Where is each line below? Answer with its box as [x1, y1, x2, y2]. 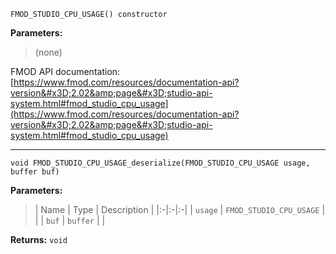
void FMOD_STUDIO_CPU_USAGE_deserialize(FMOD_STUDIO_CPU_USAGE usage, [10, 158, 311, 168]
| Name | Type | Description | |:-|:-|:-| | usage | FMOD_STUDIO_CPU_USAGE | [34, 204, 326, 215]
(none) [34, 46, 63, 58]
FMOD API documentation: [10, 66, 121, 77]
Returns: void [10, 234, 68, 245]
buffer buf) [10, 167, 60, 177]
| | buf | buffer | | [34, 215, 106, 226]
